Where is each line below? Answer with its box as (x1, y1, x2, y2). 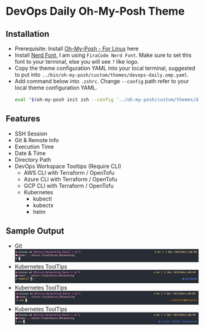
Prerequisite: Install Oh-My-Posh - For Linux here (14, 45, 139, 52)
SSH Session (14, 130, 48, 137)
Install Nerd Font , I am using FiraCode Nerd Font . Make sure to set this (14, 51, 192, 59)
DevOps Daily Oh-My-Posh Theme (6, 4, 185, 18)
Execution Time (14, 143, 54, 150)
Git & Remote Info (14, 136, 59, 143)
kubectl (32, 195, 53, 202)
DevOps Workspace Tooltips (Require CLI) (14, 162, 122, 170)
